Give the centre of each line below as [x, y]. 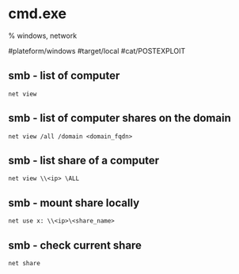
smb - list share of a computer [84, 160]
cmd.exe [38, 14]
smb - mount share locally [74, 203]
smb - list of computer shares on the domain [119, 118]
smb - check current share [75, 245]
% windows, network [43, 36]
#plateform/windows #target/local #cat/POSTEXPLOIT [97, 51]
